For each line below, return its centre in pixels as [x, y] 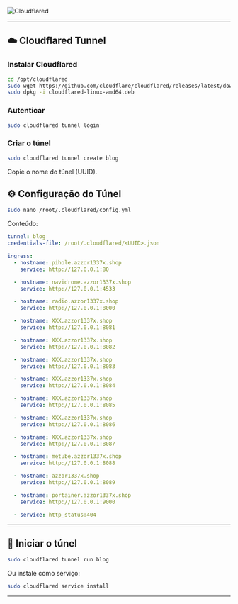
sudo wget [22, 86]
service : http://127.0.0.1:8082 [68, 347]
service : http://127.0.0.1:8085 [68, 405]
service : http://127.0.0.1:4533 [68, 289]
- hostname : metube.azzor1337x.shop [68, 457]
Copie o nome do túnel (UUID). [52, 172]
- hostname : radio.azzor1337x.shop [66, 301]
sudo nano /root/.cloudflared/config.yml [69, 210]
